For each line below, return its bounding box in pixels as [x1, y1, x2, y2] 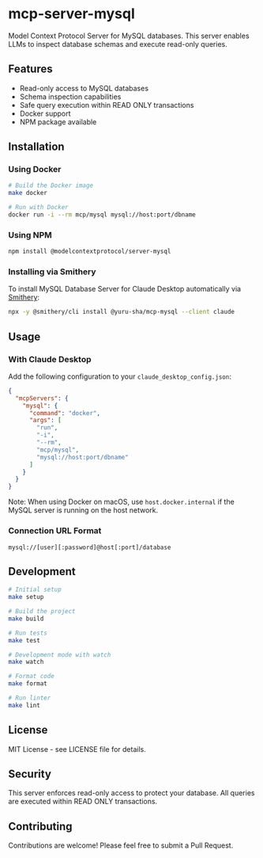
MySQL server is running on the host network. [8, 505, 159, 515]
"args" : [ [28, 417, 62, 425]
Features [8, 63, 53, 76]
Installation [8, 140, 65, 154]
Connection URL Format [8, 525, 102, 536]
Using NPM [8, 229, 53, 240]
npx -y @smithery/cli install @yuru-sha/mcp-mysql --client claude [8, 308, 235, 316]
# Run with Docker [8, 204, 69, 212]
